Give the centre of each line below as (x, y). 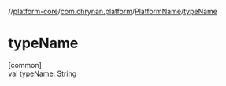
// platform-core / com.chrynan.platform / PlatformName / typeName (113, 11)
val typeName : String (43, 73)
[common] (25, 65)
